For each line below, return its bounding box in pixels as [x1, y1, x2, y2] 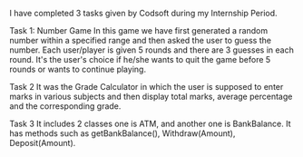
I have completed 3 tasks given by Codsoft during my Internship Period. [9, 8, 279, 18]
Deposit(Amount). [9, 138, 76, 148]
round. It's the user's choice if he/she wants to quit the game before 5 [9, 54, 271, 64]
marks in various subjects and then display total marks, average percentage [9, 91, 293, 102]
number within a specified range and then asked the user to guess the [9, 35, 272, 45]
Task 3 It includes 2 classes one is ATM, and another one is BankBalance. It [9, 118, 292, 129]
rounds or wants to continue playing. [9, 64, 147, 74]
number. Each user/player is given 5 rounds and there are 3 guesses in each [9, 44, 295, 55]
